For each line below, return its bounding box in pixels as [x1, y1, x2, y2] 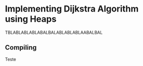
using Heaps [5, 13, 57, 25]
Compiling [5, 43, 37, 52]
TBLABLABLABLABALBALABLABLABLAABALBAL [5, 29, 103, 35]
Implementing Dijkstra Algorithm [5, 3, 139, 14]
